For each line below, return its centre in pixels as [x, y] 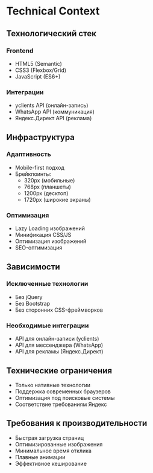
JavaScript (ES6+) [38, 76]
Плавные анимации [40, 457]
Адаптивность [29, 154]
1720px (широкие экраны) [58, 199]
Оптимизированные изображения [59, 444]
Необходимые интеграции [48, 326]
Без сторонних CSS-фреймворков [59, 310]
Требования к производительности [77, 423]
